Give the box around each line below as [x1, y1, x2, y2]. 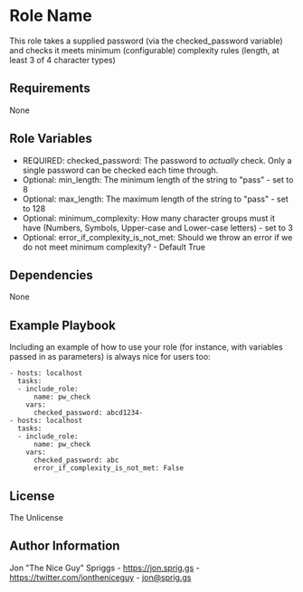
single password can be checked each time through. [22, 164, 219, 175]
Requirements [9, 80, 90, 96]
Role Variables [9, 131, 92, 146]
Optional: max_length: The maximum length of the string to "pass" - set [22, 193, 289, 204]
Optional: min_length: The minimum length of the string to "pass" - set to [22, 174, 294, 185]
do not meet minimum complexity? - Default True [22, 241, 206, 252]
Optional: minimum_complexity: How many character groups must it [22, 212, 276, 223]
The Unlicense [9, 512, 63, 522]
